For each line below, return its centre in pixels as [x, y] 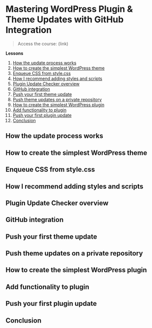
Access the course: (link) [43, 43]
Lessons [15, 53]
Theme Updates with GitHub [65, 19]
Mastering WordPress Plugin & [69, 9]
